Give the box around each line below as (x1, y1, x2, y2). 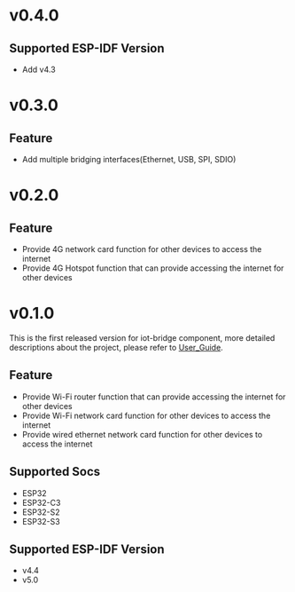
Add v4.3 (21, 64, 56, 75)
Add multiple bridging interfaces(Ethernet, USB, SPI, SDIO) (21, 154, 237, 164)
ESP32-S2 (21, 507, 60, 517)
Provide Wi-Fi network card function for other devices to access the (21, 410, 271, 421)
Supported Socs (9, 464, 101, 479)
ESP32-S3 (21, 516, 60, 526)
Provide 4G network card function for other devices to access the (21, 244, 262, 254)
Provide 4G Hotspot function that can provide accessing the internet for (21, 263, 284, 273)
